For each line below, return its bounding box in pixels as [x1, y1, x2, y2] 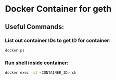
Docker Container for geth [5, 3, 112, 14]
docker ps [5, 48, 25, 53]
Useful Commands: [5, 23, 64, 31]
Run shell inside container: [5, 59, 69, 66]
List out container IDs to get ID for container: [5, 37, 111, 44]
